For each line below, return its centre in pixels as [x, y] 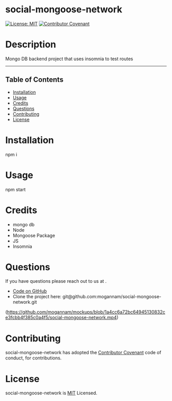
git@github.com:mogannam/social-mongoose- [112, 297]
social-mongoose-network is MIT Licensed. [51, 393]
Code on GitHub [30, 291]
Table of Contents [35, 80]
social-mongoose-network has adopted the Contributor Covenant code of [83, 353]
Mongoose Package [34, 235]
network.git [25, 302]
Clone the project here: [37, 297]
